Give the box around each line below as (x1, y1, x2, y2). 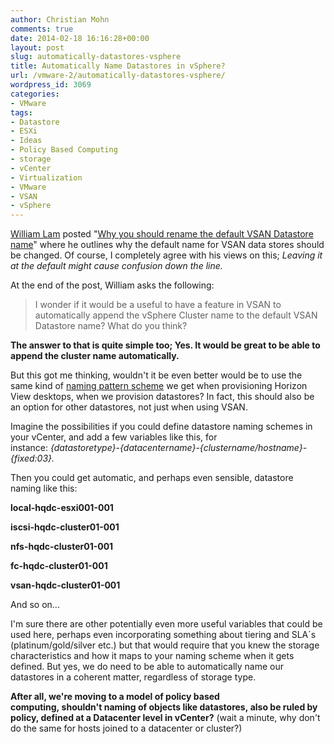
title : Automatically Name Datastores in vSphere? (10, 61, 226, 71)
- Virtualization (10, 172, 83, 183)
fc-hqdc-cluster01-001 (10, 560, 108, 572)
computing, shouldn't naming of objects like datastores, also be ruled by (10, 701, 318, 713)
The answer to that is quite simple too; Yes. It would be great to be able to (10, 339, 321, 351)
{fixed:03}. (10, 452, 55, 465)
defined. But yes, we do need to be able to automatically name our (10, 661, 284, 673)
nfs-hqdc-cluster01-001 (10, 541, 114, 553)
